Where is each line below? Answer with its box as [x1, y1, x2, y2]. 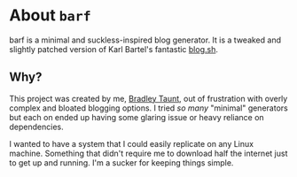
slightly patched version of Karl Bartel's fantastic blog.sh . [9, 43, 219, 54]
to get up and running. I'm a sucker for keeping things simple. [9, 157, 234, 168]
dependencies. [9, 121, 64, 132]
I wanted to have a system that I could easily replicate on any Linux [9, 138, 254, 149]
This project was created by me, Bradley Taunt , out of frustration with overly [9, 93, 288, 104]
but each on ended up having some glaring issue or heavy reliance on [9, 112, 264, 122]
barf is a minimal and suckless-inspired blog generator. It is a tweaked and [9, 35, 282, 45]
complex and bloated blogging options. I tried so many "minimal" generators [9, 103, 288, 113]
